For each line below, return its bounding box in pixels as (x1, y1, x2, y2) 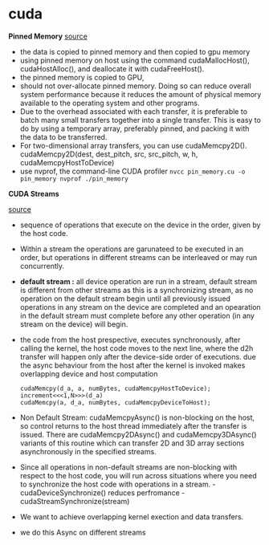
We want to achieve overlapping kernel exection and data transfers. (19, 511, 244, 522)
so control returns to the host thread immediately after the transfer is (19, 421, 247, 430)
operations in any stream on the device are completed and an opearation (19, 302, 261, 311)
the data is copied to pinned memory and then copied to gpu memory (19, 47, 251, 56)
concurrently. (19, 261, 65, 270)
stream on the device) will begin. (19, 319, 128, 329)
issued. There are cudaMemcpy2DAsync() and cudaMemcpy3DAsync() (19, 429, 257, 439)
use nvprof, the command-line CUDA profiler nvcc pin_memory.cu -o (19, 166, 246, 176)
